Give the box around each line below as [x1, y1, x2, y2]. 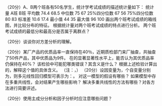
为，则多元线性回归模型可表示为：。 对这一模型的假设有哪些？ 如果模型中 [5, 73, 152, 79]
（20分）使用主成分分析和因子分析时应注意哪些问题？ [5, 96, 113, 101]
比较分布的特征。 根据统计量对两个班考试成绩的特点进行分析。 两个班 [17, 22, 156, 28]
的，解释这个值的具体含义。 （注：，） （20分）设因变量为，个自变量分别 [5, 67, 151, 73]
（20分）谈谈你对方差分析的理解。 [5, 39, 74, 45]
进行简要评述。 [9, 85, 39, 91]
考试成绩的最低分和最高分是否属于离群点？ [5, 29, 90, 34]
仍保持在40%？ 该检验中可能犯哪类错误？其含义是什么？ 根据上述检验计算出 [5, 61, 158, 67]
